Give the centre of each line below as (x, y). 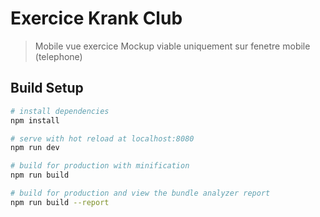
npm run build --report (60, 202)
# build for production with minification (100, 166)
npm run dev (35, 148)
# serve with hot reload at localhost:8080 (102, 138)
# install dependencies (60, 111)
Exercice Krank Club (96, 18)
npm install (35, 120)
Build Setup (47, 88)
